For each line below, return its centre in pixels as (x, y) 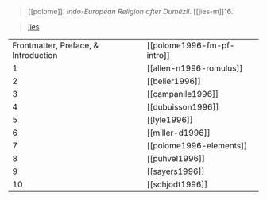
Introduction (35, 55)
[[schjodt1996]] (177, 184)
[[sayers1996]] (176, 171)
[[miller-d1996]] (178, 133)
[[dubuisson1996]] (183, 107)
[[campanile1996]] (183, 94)
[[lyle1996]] (170, 120)
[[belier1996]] (174, 81)
